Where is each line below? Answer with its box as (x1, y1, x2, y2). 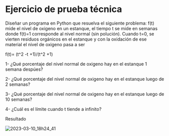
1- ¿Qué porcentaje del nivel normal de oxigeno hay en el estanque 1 (5, 61, 147, 67)
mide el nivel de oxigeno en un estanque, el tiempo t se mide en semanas (5, 25, 158, 31)
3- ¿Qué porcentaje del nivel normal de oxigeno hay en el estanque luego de (5, 91, 164, 97)
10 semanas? (5, 96, 32, 102)
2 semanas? (5, 81, 30, 87)
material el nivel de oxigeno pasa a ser (5, 41, 85, 47)
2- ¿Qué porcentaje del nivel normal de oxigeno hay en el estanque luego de (5, 76, 164, 82)
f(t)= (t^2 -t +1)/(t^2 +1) (5, 51, 53, 57)
